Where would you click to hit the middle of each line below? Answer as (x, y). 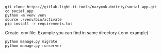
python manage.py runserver (33, 46)
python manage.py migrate (31, 41)
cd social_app (19, 11)
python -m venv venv (26, 15)
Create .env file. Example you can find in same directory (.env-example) (77, 33)
